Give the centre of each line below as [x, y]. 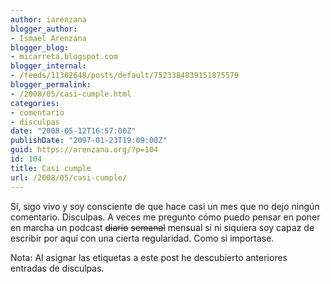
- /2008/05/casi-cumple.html [71, 94]
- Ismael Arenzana [48, 38]
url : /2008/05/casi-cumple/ [69, 177]
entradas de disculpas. [57, 268]
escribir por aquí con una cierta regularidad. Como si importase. [142, 238]
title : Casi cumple [51, 168]
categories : [35, 103]
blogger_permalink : [51, 85]
